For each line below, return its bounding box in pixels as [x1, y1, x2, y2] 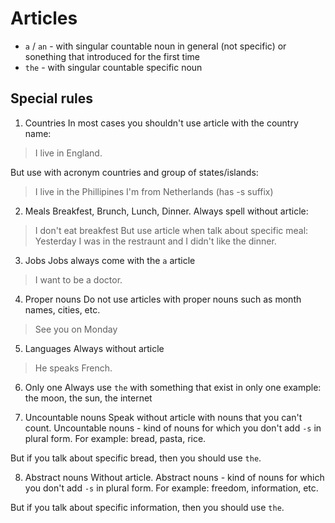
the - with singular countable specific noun [24, 61, 203, 73]
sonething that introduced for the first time [24, 50, 200, 62]
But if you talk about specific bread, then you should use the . [10, 452, 262, 464]
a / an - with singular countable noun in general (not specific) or [24, 40, 287, 52]
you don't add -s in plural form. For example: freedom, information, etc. [24, 482, 319, 494]
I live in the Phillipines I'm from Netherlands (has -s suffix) [34, 185, 274, 197]
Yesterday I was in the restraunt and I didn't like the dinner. [34, 235, 277, 247]
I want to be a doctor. [34, 273, 123, 286]
